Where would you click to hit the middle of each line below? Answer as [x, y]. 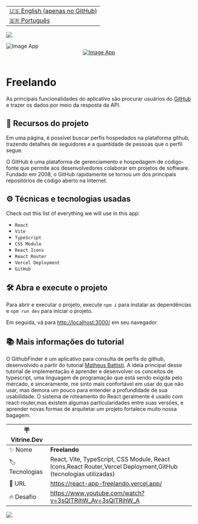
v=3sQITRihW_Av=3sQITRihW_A [95, 500]
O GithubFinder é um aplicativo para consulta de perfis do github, [86, 359]
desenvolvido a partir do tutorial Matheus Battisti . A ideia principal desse [94, 365]
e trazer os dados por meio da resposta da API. [63, 105]
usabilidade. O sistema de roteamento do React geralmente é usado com [95, 397]
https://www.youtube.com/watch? [97, 493]
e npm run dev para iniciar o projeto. [49, 311]
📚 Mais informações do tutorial [65, 342]
